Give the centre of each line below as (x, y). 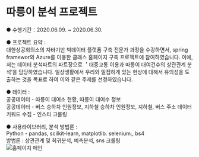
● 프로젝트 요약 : (26, 42)
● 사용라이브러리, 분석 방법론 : (42, 126)
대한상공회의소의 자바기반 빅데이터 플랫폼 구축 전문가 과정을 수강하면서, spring (97, 49)
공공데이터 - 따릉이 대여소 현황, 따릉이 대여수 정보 (64, 99)
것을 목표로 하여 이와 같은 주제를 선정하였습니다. (77, 79)
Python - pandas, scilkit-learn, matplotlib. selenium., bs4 (75, 133)
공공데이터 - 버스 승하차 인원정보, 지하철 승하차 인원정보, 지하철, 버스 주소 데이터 (99, 107)
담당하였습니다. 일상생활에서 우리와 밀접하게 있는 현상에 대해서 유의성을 (101, 72)
